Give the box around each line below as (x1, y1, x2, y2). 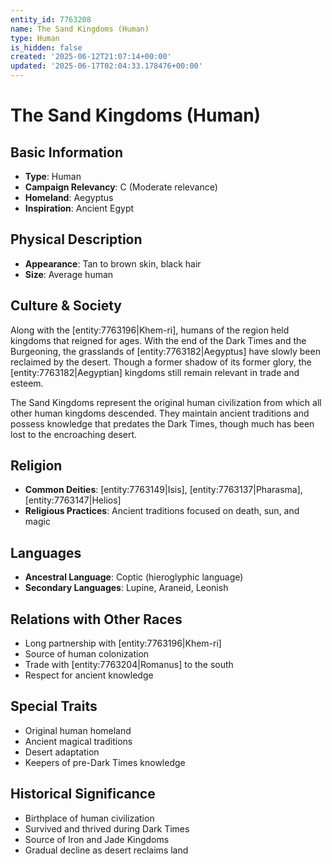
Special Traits (10, 698, 98, 715)
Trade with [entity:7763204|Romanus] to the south (24, 659, 234, 671)
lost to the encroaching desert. (10, 428, 138, 440)
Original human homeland (24, 724, 132, 736)
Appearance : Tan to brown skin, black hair (24, 257, 202, 270)
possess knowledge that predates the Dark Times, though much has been (10, 417, 315, 430)
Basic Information (10, 144, 124, 161)
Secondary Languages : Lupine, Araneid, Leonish (24, 582, 229, 594)
